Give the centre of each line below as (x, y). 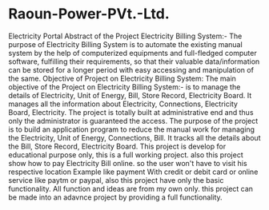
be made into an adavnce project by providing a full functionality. (115, 197)
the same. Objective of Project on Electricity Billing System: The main (122, 78)
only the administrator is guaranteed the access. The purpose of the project (133, 121)
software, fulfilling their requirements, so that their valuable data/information (134, 61)
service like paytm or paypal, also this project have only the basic (116, 180)
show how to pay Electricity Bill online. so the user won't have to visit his (128, 163)
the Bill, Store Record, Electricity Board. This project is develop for (117, 146)
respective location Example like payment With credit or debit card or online (133, 172)
